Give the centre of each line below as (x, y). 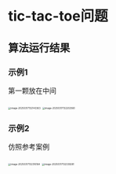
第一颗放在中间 (32, 91)
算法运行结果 (39, 48)
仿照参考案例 (29, 147)
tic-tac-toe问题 (58, 16)
